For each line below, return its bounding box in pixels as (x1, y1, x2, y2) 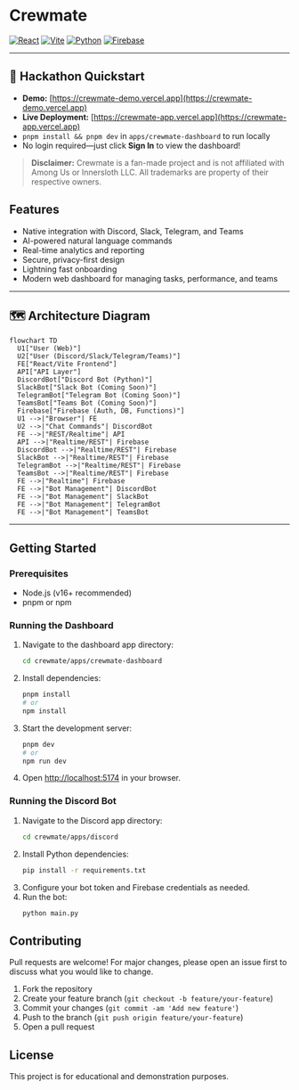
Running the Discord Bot (9, 795, 117, 807)
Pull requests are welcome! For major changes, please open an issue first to (9, 957, 287, 968)
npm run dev (21, 757, 67, 766)
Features (9, 202, 60, 217)
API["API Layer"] (17, 367, 82, 377)
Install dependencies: (21, 673, 101, 684)
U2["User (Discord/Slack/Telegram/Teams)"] (17, 352, 181, 361)
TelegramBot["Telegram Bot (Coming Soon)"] (17, 391, 181, 400)
